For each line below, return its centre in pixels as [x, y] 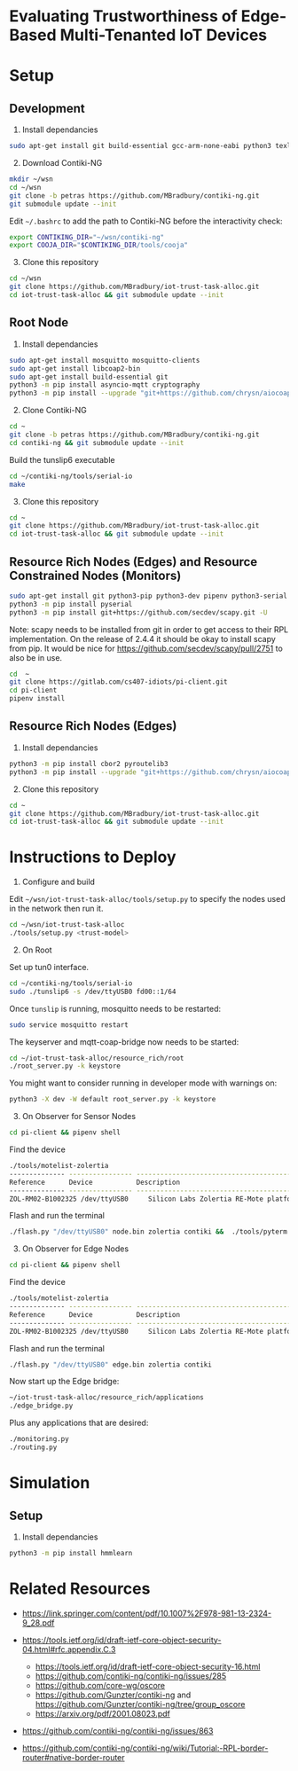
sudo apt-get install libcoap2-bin [75, 368]
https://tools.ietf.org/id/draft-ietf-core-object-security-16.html [148, 1666]
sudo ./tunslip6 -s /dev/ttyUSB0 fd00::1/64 [93, 991]
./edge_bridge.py [41, 1406]
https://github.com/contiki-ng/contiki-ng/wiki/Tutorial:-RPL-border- [145, 1748]
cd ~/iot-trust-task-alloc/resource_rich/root [97, 1058]
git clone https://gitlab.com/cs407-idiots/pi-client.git [118, 682]
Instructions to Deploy [93, 857]
